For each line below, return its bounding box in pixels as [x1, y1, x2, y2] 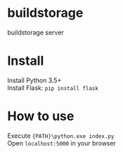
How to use [7, 108, 75, 124]
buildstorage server [7, 28, 65, 37]
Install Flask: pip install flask [7, 83, 98, 92]
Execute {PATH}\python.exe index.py [7, 131, 115, 140]
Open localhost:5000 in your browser [7, 139, 116, 147]
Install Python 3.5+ [7, 76, 62, 84]
